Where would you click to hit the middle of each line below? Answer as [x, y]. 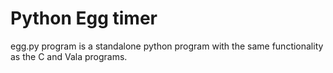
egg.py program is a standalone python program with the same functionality [167, 46]
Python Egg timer [84, 18]
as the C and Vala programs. [69, 56]
